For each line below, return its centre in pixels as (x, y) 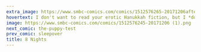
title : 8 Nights (26, 39)
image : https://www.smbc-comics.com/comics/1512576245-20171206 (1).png (99, 23)
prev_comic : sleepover (34, 34)
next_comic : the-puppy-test (41, 28)
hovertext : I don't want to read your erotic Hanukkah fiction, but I (96, 17)
